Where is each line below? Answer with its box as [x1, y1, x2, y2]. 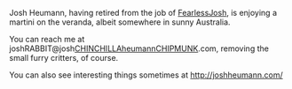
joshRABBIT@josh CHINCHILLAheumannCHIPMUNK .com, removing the [9, 43, 269, 54]
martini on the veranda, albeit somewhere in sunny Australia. [9, 17, 231, 27]
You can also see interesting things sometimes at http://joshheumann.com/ [9, 70, 283, 80]
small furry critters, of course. [9, 53, 119, 63]
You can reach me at [9, 34, 85, 44]
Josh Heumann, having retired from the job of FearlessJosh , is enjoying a [9, 8, 278, 18]
